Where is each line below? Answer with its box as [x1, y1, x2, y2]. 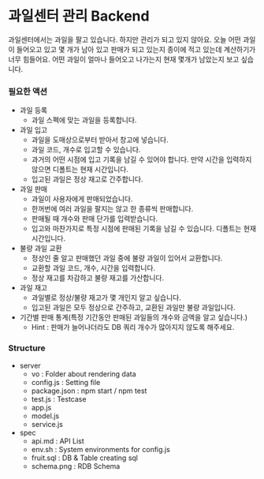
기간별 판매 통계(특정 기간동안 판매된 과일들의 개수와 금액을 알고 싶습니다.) [19, 312, 248, 322]
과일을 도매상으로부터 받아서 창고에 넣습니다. [31, 135, 169, 144]
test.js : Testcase [31, 394, 87, 403]
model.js [31, 411, 60, 421]
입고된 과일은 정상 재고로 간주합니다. [31, 174, 143, 184]
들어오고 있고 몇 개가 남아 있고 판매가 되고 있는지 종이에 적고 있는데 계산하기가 [16, 44, 256, 54]
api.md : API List [31, 436, 84, 446]
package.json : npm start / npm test [31, 386, 147, 395]
